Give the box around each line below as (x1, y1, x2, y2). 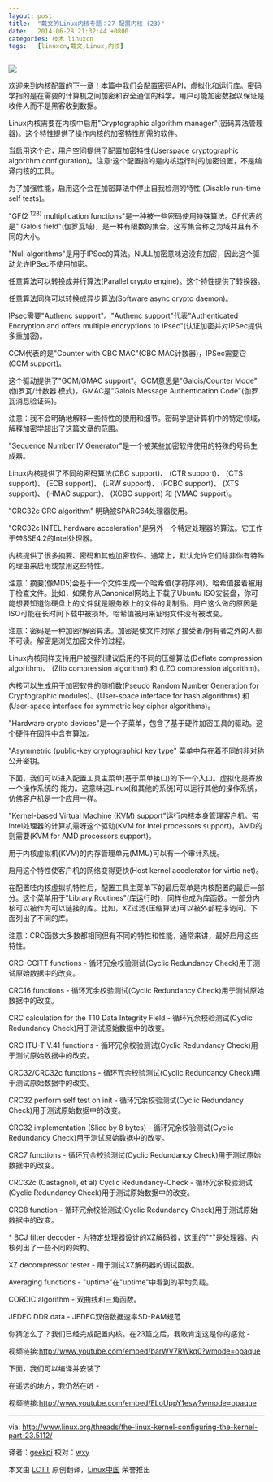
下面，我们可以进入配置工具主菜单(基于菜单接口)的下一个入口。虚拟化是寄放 (8, 773, 263, 783)
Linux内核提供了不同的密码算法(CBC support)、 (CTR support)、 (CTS (8, 468, 244, 478)
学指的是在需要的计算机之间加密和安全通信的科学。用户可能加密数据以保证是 (8, 91, 265, 101)
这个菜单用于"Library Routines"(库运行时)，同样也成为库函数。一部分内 (22, 893, 260, 902)
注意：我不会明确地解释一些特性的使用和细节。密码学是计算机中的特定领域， (8, 413, 265, 423)
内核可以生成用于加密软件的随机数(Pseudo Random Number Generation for (8, 680, 260, 690)
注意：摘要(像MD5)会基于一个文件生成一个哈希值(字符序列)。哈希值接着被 (8, 578, 256, 588)
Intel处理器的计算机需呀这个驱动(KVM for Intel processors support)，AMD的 (8, 820, 262, 830)
